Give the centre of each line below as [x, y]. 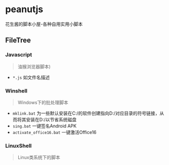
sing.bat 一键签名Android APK [45, 126]
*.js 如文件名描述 [31, 77]
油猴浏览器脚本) [34, 67]
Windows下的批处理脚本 [43, 102]
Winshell [16, 91]
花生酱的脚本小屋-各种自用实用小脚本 [44, 24]
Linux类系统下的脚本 [39, 157]
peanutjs [24, 9]
